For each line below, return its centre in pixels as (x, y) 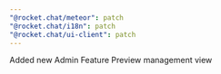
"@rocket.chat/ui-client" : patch (73, 34)
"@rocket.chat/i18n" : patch (63, 26)
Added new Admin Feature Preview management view (111, 60)
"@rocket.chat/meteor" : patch (67, 18)
